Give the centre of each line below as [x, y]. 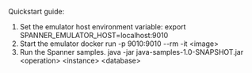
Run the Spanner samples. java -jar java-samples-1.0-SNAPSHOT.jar [132, 52]
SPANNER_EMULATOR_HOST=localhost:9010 [94, 35]
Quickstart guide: [36, 12]
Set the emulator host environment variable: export [103, 27]
